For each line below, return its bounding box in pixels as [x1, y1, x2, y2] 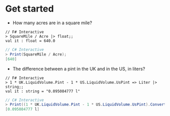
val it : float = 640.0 [5, 38, 56, 43]
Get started [5, 3, 54, 15]
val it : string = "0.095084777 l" [5, 89, 80, 94]
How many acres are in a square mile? [12, 20, 93, 26]
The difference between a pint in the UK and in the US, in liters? [12, 66, 145, 72]
